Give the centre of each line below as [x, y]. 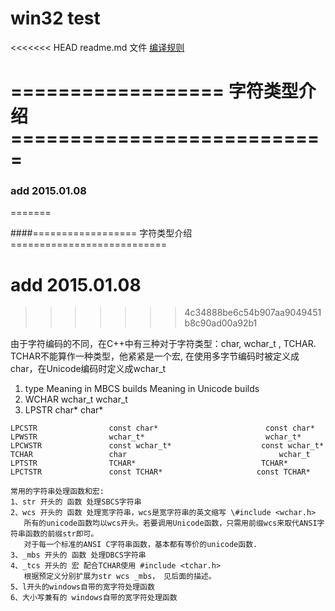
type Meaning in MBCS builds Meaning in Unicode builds [142, 389]
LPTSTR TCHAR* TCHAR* [149, 463]
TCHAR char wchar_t [160, 455]
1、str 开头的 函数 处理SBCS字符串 [76, 502]
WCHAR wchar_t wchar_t [76, 399]
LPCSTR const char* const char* [162, 428]
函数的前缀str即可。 [61, 534]
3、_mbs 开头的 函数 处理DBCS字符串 [78, 555]
